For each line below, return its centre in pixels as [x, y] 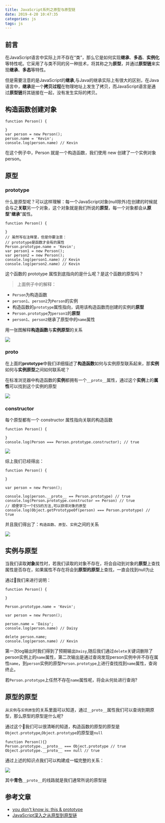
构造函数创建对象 [31, 110]
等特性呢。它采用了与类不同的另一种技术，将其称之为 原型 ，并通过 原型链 [78, 64]
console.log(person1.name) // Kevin [42, 259]
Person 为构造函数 [30, 294]
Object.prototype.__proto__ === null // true [52, 751]
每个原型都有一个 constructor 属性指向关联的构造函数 [59, 420]
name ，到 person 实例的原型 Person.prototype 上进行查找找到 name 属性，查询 [83, 663]
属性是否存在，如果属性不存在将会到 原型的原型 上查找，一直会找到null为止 [80, 570]
